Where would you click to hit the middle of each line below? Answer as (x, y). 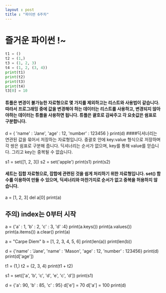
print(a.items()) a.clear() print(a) (38, 232)
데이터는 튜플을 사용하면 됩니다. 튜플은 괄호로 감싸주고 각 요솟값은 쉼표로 (87, 115)
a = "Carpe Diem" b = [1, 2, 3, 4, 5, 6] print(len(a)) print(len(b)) (69, 241)
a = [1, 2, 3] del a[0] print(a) (33, 197)
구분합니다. (16, 121)
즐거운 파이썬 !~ (36, 40)
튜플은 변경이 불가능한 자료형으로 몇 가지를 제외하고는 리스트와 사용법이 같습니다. (82, 103)
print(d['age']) (19, 256)
